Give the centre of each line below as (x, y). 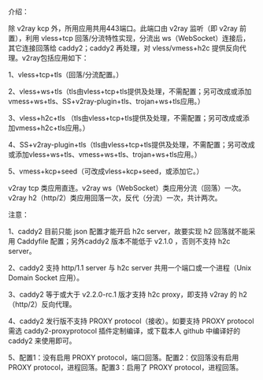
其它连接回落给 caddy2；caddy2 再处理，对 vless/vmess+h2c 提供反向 (124, 48)
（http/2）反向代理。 (42, 304)
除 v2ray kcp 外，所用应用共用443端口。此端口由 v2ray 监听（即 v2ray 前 (127, 28)
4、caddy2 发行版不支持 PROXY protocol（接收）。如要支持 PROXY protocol (131, 321)
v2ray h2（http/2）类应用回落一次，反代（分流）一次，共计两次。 (115, 198)
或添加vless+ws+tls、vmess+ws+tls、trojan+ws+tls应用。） (105, 155)
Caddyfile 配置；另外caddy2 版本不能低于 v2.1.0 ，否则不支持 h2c (124, 241)
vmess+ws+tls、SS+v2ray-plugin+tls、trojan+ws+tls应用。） (106, 101)
